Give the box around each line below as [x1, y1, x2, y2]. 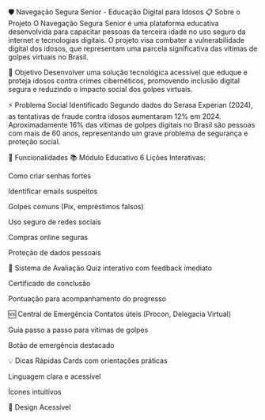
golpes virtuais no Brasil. [8, 52, 89, 62]
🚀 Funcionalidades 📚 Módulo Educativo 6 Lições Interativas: [8, 153, 206, 162]
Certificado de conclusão [8, 279, 91, 288]
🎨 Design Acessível [8, 403, 71, 411]
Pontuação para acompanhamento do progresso [8, 294, 167, 304]
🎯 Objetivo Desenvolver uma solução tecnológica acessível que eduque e [8, 67, 248, 77]
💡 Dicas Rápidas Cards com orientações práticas [8, 356, 168, 365]
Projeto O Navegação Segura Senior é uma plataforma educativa [8, 19, 219, 28]
